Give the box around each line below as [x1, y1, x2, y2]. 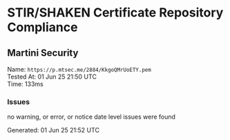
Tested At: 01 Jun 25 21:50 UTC [7, 72, 97, 81]
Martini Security [7, 47, 79, 59]
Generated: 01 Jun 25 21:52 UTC [7, 126, 100, 134]
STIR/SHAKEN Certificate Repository [7, 5, 224, 21]
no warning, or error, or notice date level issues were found [7, 112, 176, 121]
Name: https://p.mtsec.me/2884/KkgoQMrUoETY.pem [7, 66, 152, 73]
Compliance [7, 19, 78, 35]
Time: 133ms [7, 80, 44, 88]
